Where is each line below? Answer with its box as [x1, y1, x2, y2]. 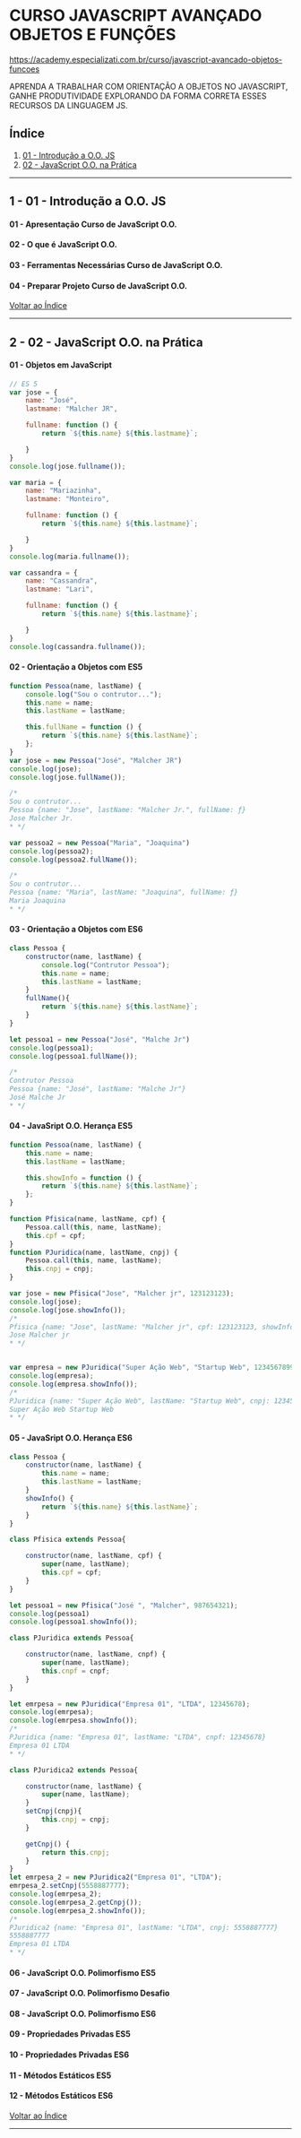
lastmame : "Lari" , [25, 584, 94, 594]
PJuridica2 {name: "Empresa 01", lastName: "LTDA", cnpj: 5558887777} [9, 1923, 279, 1932]
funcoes [9, 64, 40, 74]
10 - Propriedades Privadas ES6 [9, 2049, 130, 2060]
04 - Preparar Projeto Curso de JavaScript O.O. [9, 280, 188, 291]
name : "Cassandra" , [25, 576, 99, 585]
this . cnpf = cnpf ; [41, 1666, 110, 1675]
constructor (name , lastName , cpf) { [25, 1552, 163, 1561]
